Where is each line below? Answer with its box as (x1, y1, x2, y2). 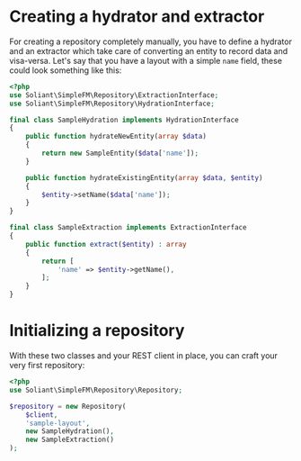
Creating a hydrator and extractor (9, 6, 265, 27)
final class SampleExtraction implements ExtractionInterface (9, 223, 247, 232)
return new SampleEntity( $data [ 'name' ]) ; (41, 149, 199, 158)
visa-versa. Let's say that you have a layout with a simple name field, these (9, 55, 283, 66)
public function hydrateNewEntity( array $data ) (25, 132, 207, 141)
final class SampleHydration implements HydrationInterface (9, 115, 240, 124)
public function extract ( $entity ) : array (25, 240, 187, 249)
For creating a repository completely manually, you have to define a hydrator (9, 36, 292, 47)
